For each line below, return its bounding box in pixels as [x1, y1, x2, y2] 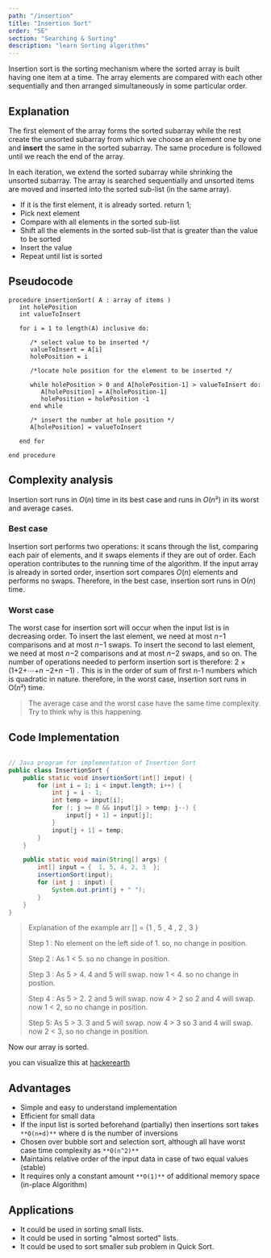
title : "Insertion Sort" [8, 19, 92, 27]
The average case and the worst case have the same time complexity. [27, 698, 261, 708]
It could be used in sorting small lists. [19, 1225, 144, 1235]
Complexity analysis [8, 473, 114, 487]
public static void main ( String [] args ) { [23, 856, 168, 864]
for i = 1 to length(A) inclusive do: [19, 324, 150, 332]
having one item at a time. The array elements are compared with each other [8, 73, 263, 82]
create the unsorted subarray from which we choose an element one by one [8, 134, 261, 144]
